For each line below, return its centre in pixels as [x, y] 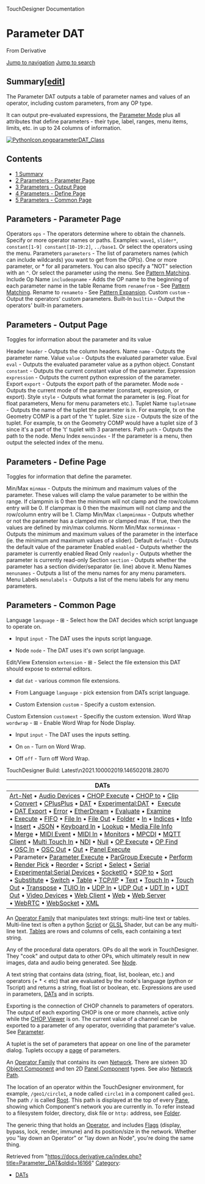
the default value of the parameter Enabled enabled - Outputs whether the [99, 547]
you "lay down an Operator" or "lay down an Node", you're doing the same [100, 1138]
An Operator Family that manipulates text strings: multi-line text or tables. [99, 918]
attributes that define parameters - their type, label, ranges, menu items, [97, 121]
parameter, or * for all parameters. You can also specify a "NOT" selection [99, 267]
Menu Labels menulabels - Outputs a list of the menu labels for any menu [98, 579]
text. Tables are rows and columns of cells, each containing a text [99, 931]
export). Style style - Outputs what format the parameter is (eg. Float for [98, 397]
